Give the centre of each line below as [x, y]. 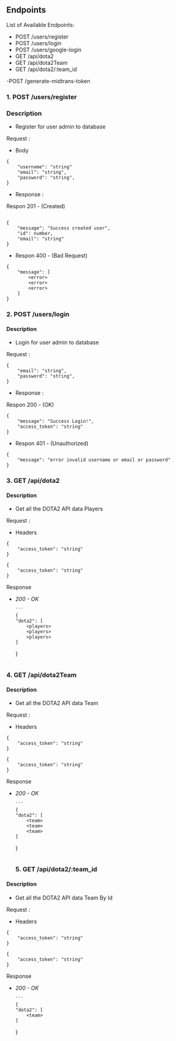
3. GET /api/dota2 [33, 481]
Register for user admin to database [60, 127]
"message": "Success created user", [64, 228]
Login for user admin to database [57, 343]
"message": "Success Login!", [56, 422]
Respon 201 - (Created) [36, 206]
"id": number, [35, 234]
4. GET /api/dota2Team [42, 675]
